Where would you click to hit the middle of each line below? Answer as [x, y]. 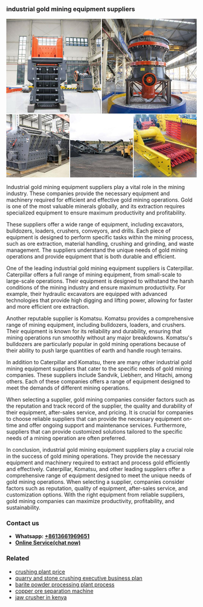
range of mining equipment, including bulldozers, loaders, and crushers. [96, 324]
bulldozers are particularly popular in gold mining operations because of [96, 344]
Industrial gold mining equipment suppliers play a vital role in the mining [96, 187]
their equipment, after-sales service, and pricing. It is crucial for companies [100, 412]
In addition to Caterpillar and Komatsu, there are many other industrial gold [99, 362]
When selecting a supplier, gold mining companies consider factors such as [101, 399]
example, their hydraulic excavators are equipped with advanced [87, 294]
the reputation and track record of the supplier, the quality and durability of [99, 406]
